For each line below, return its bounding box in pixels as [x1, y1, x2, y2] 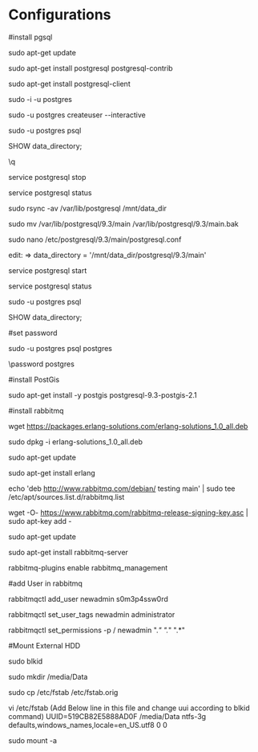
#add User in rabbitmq [8, 578, 83, 588]
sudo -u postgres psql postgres [8, 343, 112, 353]
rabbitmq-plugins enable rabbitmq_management [8, 562, 168, 572]
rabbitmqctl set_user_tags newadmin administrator [8, 609, 175, 619]
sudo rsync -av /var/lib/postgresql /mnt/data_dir [8, 203, 167, 213]
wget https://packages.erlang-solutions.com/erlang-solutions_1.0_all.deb [8, 421, 248, 431]
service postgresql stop [8, 172, 87, 182]
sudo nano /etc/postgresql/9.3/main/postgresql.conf [8, 235, 182, 244]
